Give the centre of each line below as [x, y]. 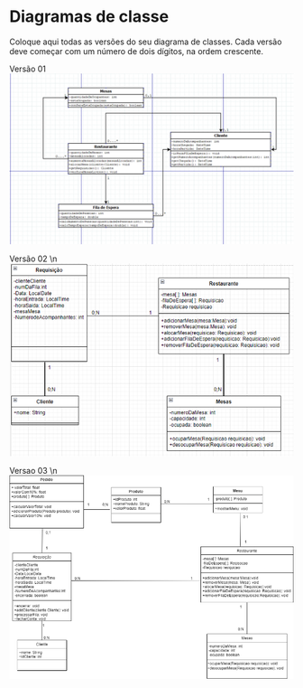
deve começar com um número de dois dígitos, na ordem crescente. [137, 51]
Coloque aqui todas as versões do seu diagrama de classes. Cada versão [146, 42]
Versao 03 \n [33, 471]
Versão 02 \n [33, 259]
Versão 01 [28, 69]
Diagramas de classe [89, 17]
